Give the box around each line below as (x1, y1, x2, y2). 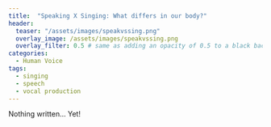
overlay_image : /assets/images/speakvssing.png (15, 34, 179, 43)
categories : (8, 49, 48, 57)
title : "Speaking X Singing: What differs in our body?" (8, 11, 207, 20)
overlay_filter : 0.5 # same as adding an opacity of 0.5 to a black (15, 42, 251, 50)
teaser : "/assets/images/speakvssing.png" (15, 27, 161, 35)
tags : (8, 65, 27, 73)
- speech (15, 79, 45, 87)
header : (8, 19, 35, 28)
